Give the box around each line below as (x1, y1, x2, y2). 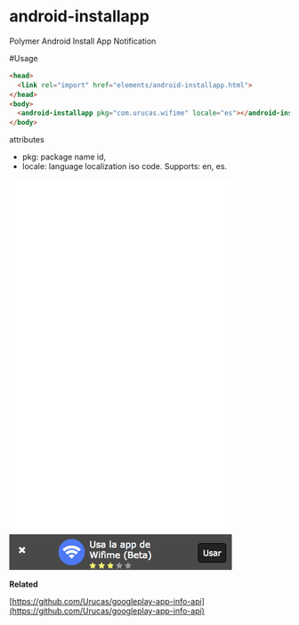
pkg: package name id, (21, 151, 107, 162)
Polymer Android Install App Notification (9, 36, 157, 46)
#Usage (9, 53, 38, 63)
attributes (9, 134, 44, 145)
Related (9, 579, 38, 589)
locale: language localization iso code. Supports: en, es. (21, 161, 228, 172)
